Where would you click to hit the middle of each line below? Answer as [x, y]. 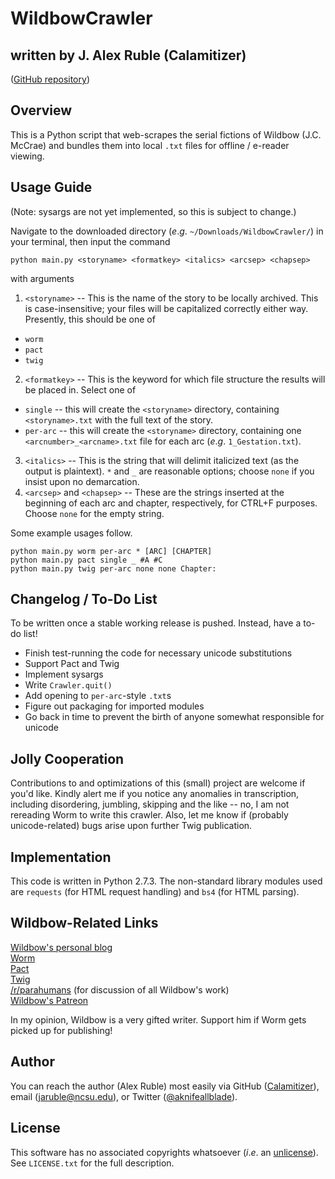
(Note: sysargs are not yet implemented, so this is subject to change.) [153, 211]
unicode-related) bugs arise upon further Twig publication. [131, 826]
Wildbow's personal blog [61, 947]
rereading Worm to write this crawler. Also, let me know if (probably [149, 815]
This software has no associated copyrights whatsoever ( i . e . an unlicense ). [164, 1152]
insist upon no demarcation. [82, 481]
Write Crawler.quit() [68, 685]
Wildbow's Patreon [49, 1000]
